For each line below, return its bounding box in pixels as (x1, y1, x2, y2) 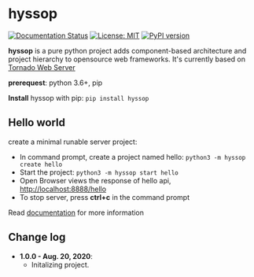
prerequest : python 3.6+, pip (8, 78, 103, 87)
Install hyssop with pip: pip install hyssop (8, 93, 149, 102)
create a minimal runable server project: (8, 137, 138, 146)
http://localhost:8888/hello (19, 184, 107, 194)
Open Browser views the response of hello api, (19, 175, 171, 185)
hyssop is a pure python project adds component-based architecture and (8, 46, 247, 55)
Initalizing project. (31, 260, 90, 269)
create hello (19, 161, 63, 168)
